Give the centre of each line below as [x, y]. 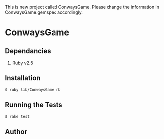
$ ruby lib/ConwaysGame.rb [33, 90]
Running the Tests [34, 105]
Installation [23, 78]
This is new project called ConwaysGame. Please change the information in [82, 7]
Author [16, 132]
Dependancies [28, 51]
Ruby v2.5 [23, 63]
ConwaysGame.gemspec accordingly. [44, 12]
